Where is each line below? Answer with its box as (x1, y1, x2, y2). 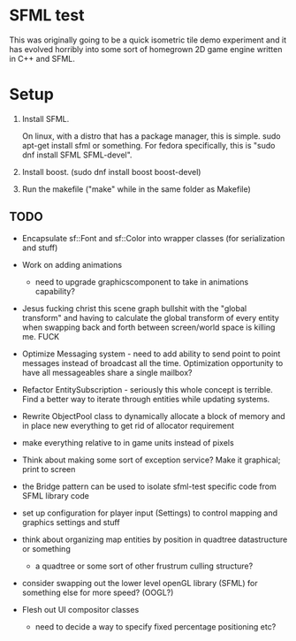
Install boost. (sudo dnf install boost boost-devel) (21, 166, 201, 177)
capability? (34, 286, 75, 296)
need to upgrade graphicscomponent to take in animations (34, 276, 249, 287)
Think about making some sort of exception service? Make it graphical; (21, 454, 281, 465)
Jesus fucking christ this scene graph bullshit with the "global (21, 302, 247, 314)
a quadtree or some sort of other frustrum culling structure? (34, 561, 254, 571)
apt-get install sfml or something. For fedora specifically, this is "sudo (21, 140, 276, 150)
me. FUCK (21, 331, 60, 341)
